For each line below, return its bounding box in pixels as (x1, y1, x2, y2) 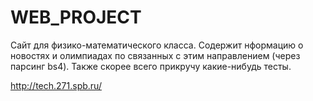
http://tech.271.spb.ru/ (10, 79, 102, 91)
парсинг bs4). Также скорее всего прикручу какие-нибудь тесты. (10, 60, 292, 72)
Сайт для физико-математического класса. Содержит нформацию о (10, 39, 304, 51)
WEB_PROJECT (10, 6, 142, 29)
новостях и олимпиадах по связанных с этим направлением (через (10, 49, 301, 61)
